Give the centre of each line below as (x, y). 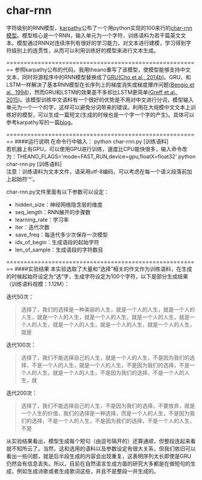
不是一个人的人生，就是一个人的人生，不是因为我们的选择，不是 (111, 365)
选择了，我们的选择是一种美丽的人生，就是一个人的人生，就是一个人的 (108, 309)
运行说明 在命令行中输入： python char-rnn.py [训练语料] (98, 141)
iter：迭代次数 (32, 227)
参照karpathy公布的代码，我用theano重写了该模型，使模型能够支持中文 (103, 69)
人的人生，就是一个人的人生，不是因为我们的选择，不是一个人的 (105, 372)
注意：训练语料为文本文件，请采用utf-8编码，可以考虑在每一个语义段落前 (97, 171)
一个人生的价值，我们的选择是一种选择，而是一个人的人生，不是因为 (105, 413)
